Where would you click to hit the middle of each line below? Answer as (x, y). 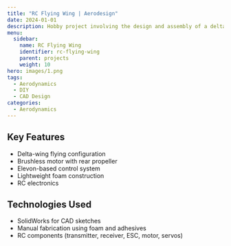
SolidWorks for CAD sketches (59, 221)
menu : (15, 33)
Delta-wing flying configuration (61, 154)
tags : (15, 77)
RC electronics (38, 183)
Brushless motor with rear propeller (67, 161)
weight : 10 (35, 65)
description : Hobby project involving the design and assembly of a (107, 26)
